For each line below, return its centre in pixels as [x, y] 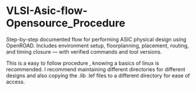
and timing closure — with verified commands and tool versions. [84, 51]
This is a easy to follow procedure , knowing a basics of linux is [83, 63]
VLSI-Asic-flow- [47, 11]
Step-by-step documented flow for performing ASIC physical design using [96, 39]
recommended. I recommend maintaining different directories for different [96, 69]
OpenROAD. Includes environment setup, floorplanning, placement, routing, [98, 46]
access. [16, 82]
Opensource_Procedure [66, 23]
